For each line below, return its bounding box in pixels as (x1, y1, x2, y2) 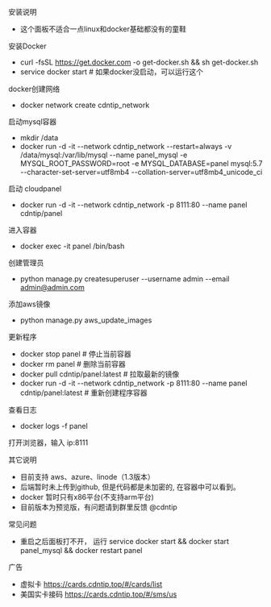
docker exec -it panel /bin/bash (19, 241, 125, 251)
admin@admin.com (19, 283, 85, 292)
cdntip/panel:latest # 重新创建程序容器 (19, 388, 148, 397)
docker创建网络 (8, 84, 60, 94)
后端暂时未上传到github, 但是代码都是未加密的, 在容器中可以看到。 (19, 482, 240, 492)
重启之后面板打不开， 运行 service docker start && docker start (19, 537, 230, 546)
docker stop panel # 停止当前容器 (19, 349, 131, 359)
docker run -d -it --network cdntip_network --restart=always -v (19, 142, 232, 151)
